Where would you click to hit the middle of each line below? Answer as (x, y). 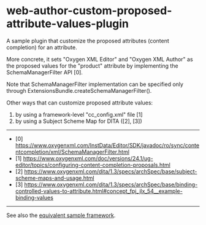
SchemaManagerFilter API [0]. (44, 72)
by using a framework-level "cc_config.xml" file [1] (79, 114)
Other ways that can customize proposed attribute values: (80, 103)
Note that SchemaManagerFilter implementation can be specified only (95, 84)
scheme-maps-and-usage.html (55, 178)
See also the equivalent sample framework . (61, 215)
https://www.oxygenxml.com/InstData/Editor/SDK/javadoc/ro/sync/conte (107, 145)
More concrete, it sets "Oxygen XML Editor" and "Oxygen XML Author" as (100, 59)
